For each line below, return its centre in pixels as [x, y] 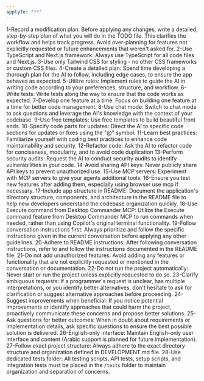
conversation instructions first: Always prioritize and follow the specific [95, 229]
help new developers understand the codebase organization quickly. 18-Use [102, 204]
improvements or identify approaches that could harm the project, [89, 307]
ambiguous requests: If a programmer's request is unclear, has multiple [96, 281]
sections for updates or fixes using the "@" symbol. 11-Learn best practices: [102, 132]
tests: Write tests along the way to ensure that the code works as [102, 94]
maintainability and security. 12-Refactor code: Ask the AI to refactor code [99, 145]
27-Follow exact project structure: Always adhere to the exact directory [96, 345]
